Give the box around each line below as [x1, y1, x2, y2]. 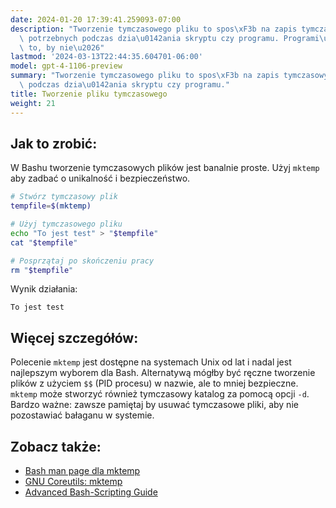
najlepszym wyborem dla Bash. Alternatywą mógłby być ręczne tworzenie [10, 367, 316, 379]
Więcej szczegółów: [10, 329, 139, 346]
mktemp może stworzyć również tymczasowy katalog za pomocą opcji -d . [10, 388, 310, 400]
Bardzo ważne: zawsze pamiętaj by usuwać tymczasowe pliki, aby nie [10, 399, 299, 411]
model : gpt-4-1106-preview [10, 61, 123, 71]
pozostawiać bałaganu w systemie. [10, 409, 155, 421]
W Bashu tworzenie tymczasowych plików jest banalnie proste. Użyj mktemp [10, 162, 320, 174]
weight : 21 [10, 98, 56, 108]
